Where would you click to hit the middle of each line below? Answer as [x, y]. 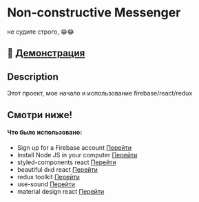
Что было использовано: [45, 133]
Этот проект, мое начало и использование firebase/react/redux [100, 93]
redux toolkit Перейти [49, 177]
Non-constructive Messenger [94, 13]
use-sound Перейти [46, 184]
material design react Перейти [61, 191]
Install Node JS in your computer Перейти [77, 155]
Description [33, 77]
